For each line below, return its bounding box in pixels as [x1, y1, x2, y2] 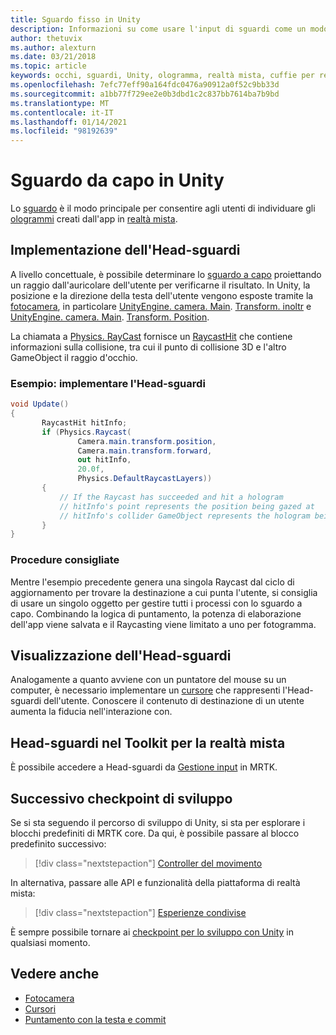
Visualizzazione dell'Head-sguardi [10, 647, 232, 664]
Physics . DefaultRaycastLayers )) [77, 474, 213, 484]
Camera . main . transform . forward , [77, 446, 213, 456]
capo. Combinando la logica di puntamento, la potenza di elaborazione [10, 607, 302, 620]
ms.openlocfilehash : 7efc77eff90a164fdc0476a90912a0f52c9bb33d [10, 80, 280, 90]
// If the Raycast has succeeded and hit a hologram [59, 492, 284, 502]
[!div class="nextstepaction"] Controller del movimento [34, 857, 263, 870]
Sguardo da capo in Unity [10, 169, 225, 192]
